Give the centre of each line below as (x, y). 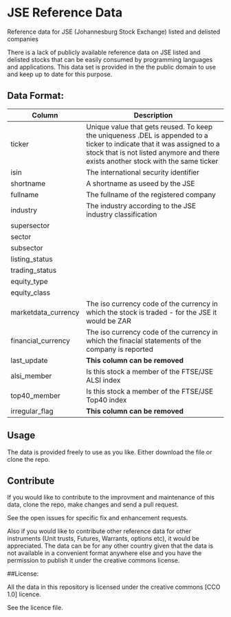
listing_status (32, 259)
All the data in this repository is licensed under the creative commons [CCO (114, 587)
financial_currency (41, 340)
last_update (29, 360)
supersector (30, 225)
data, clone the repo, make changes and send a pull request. (93, 505)
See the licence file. (35, 608)
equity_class (30, 292)
